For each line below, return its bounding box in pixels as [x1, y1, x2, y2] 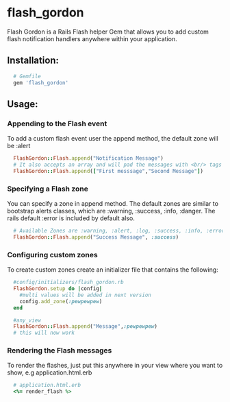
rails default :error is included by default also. [7, 214, 135, 222]
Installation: [7, 55, 60, 67]
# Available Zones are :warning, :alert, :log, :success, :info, [13, 228, 204, 235]
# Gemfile [13, 73, 41, 80]
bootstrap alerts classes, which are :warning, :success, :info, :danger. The [7, 207, 216, 215]
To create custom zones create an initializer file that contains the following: [7, 265, 219, 274]
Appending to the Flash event [7, 119, 107, 128]
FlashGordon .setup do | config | [13, 285, 103, 292]
